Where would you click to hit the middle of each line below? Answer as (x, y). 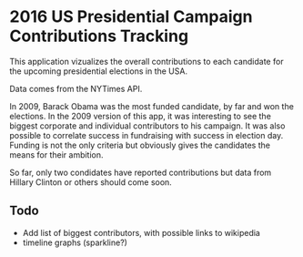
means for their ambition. (56, 154)
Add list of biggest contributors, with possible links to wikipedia (141, 232)
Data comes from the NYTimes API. (76, 88)
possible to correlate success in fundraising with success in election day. (146, 135)
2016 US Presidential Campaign (131, 17)
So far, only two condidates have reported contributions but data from (141, 172)
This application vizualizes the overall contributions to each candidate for (146, 61)
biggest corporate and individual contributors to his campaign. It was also (147, 126)
